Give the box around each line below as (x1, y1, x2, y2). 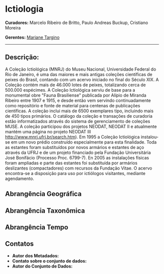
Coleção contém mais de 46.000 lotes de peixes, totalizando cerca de (5, 82, 146, 88)
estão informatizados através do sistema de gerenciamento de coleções (5, 118, 150, 124)
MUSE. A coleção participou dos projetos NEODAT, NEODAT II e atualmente (5, 124, 157, 129)
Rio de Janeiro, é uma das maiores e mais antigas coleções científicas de (5, 71, 153, 77)
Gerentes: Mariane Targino (5, 34, 60, 40)
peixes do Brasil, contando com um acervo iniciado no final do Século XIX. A (5, 76, 159, 82)
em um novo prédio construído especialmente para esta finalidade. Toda (11, 139, 157, 145)
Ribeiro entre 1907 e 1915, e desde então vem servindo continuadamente (5, 97, 151, 103)
